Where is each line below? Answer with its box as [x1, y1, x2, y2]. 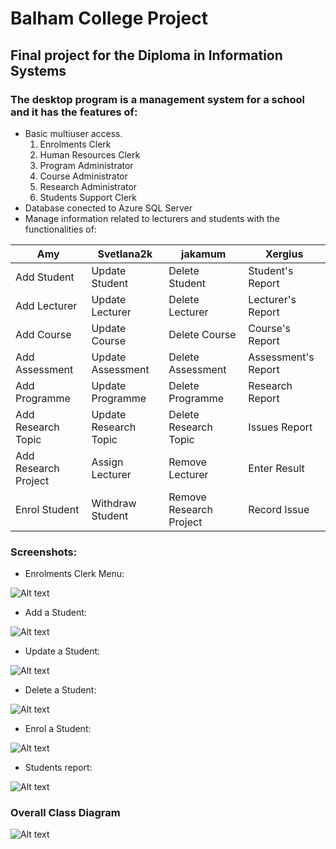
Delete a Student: [24, 684, 97, 696]
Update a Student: [24, 645, 101, 657]
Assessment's [248, 350, 315, 364]
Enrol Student [15, 502, 80, 516]
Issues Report [248, 420, 313, 434]
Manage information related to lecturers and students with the [24, 212, 281, 224]
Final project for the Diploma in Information [10, 47, 283, 64]
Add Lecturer [15, 298, 78, 312]
